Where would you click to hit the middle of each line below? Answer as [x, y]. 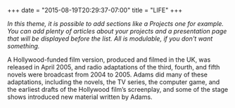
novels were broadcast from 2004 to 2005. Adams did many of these [107, 74]
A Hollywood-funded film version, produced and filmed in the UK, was [109, 60]
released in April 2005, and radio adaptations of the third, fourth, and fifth [114, 67]
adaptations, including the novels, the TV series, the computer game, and [114, 82]
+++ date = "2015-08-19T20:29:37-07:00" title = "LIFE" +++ [95, 10]
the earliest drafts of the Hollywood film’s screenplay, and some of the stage [118, 89]
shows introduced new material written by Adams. [80, 97]
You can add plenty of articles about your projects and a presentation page [117, 31]
